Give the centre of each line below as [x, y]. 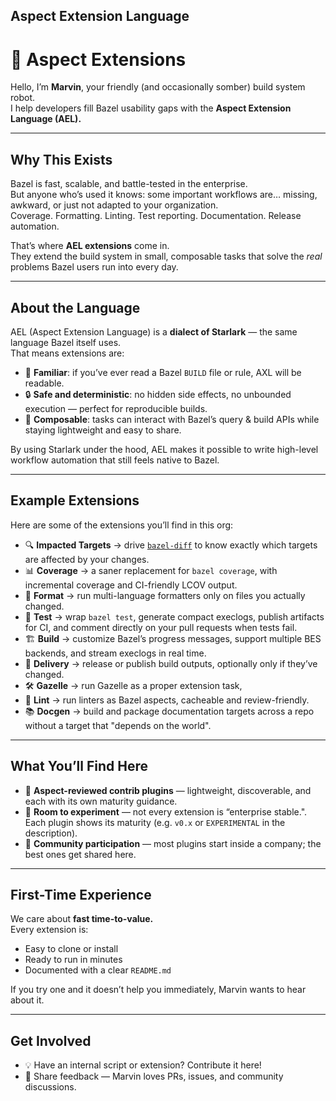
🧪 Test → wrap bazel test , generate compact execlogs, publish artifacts [174, 616]
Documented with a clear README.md [98, 970]
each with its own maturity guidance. [101, 801]
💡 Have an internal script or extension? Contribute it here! [143, 1065]
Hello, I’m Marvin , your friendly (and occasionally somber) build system [158, 87]
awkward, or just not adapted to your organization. [114, 205]
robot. [23, 98]
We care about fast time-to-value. [82, 919]
